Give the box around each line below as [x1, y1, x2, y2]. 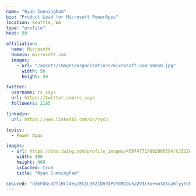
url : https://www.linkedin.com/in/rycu [11, 116, 108, 122]
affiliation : [6, 41, 38, 47]
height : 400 [16, 159, 45, 165]
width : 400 [16, 154, 43, 160]
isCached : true [16, 164, 54, 170]
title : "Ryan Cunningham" [16, 170, 80, 176]
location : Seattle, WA [6, 19, 61, 25]
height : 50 [21, 74, 48, 80]
